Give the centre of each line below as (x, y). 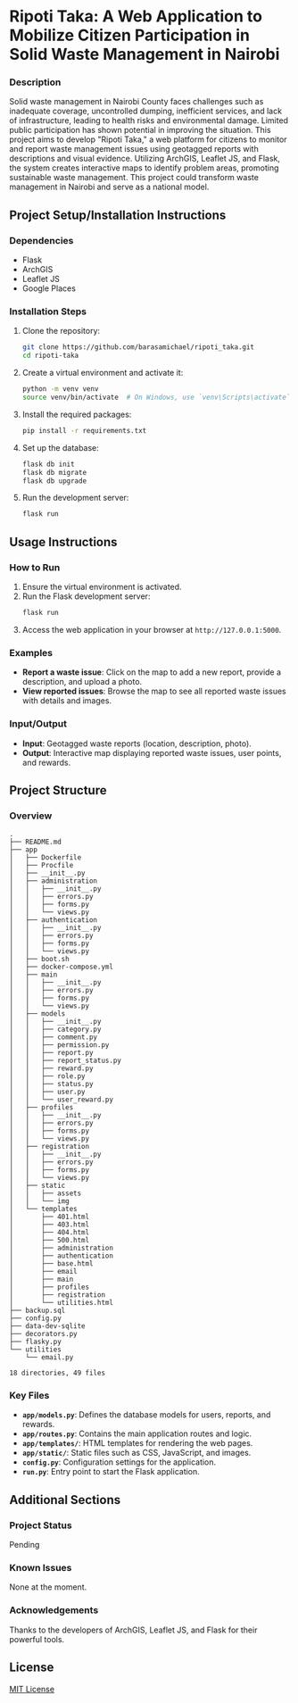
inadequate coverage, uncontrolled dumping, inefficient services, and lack (146, 111)
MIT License (32, 1689)
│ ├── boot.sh (39, 959)
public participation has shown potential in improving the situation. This (140, 130)
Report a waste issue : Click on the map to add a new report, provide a (152, 672)
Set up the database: (61, 447)
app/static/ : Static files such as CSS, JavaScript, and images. (137, 1453)
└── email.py (50, 1358)
